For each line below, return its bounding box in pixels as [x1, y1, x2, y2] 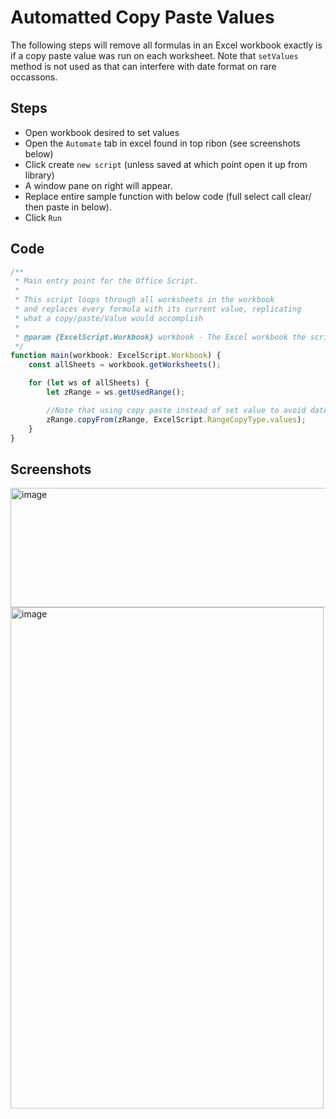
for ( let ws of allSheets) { [28, 378, 150, 388]
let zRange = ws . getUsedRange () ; [46, 387, 186, 398]
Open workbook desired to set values [24, 126, 180, 138]
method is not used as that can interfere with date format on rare [10, 60, 277, 72]
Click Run [24, 211, 62, 223]
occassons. [10, 71, 58, 83]
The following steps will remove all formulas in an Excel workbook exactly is [10, 39, 323, 51]
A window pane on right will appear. [24, 179, 173, 191]
